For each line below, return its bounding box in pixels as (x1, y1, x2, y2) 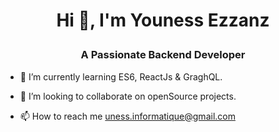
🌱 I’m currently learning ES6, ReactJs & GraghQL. (19, 70, 223, 83)
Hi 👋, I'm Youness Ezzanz (56, 9, 270, 32)
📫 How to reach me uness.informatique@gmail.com (19, 110, 236, 122)
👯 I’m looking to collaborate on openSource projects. (19, 90, 237, 102)
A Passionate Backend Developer (80, 48, 246, 62)
